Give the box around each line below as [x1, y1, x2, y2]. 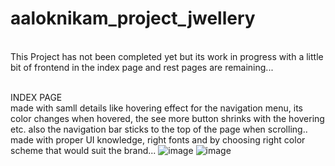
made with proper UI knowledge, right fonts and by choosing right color [10, 133, 306, 146]
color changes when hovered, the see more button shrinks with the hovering [10, 112, 325, 124]
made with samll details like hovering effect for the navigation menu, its [10, 102, 303, 114]
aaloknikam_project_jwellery [10, 7, 256, 30]
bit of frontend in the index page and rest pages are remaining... [10, 61, 274, 73]
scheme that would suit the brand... [10, 144, 157, 156]
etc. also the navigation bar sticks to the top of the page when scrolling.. [10, 123, 308, 135]
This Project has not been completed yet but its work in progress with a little [10, 50, 324, 62]
